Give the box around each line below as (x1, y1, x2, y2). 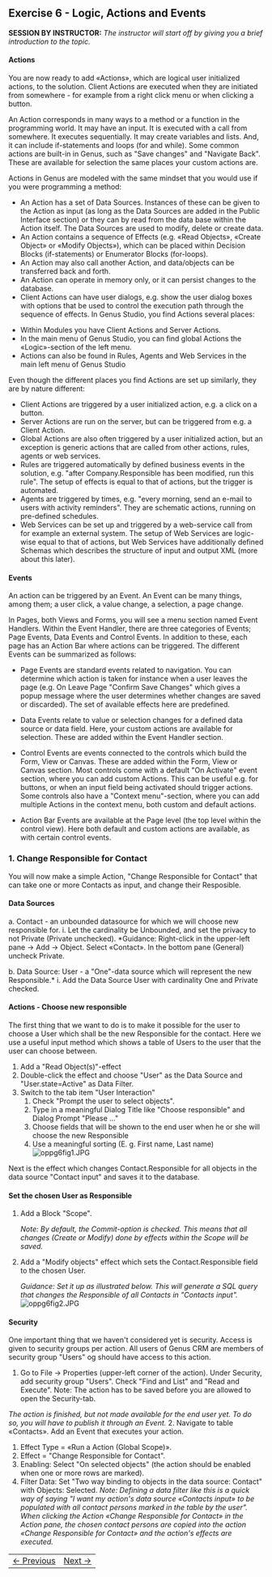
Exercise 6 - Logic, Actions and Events (8, 6, 206, 20)
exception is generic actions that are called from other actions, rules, (19, 443, 250, 453)
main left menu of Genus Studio (19, 359, 126, 369)
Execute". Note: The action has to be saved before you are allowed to (19, 1385, 252, 1395)
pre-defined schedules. (19, 512, 99, 521)
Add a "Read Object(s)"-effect (19, 1061, 121, 1071)
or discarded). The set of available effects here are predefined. (19, 699, 231, 709)
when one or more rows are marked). (19, 1469, 144, 1478)
